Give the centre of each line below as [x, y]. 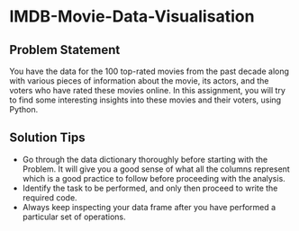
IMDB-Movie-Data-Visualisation [132, 17]
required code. [50, 197]
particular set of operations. [74, 217]
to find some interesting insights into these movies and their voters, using [145, 100]
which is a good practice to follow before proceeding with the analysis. [154, 178]
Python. [24, 109]
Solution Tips [47, 138]
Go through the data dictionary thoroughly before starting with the [145, 159]
